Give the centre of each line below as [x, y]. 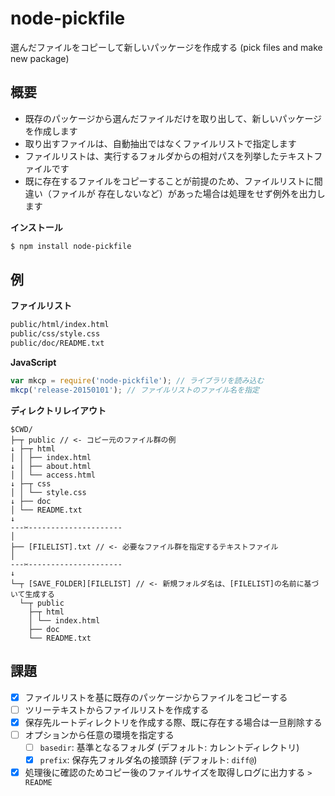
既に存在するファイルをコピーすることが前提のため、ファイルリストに [169, 181]
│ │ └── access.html [53, 475]
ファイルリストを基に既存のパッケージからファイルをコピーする [156, 697]
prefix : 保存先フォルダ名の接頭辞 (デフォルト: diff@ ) [148, 759]
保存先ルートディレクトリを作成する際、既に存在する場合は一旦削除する [173, 722]
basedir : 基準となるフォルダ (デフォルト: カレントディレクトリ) [169, 747]
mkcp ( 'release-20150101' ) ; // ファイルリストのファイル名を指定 [135, 390]
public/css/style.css [55, 334]
